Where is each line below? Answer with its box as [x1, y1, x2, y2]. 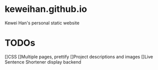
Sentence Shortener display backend [5, 59, 81, 65]
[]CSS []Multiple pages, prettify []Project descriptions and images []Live [5, 54, 153, 60]
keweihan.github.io [5, 3, 87, 15]
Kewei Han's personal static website [5, 20, 80, 26]
